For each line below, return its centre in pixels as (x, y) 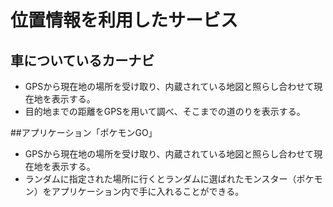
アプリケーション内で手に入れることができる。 (148, 191)
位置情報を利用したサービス (124, 20)
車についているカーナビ (82, 60)
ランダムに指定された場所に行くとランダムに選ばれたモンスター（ (160, 179)
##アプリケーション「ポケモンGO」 (84, 132)
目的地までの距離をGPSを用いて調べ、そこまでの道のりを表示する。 (165, 111)
